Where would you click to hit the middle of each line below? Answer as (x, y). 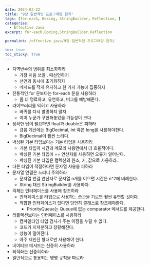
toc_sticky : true (23, 54)
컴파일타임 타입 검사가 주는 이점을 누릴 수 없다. (64, 221)
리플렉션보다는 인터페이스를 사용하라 (47, 215)
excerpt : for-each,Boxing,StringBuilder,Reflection (58, 32)
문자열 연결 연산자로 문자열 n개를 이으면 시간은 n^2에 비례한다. (79, 178)
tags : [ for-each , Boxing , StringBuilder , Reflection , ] (63, 19)
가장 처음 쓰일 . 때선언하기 (44, 75)
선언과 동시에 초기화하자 (42, 81)
